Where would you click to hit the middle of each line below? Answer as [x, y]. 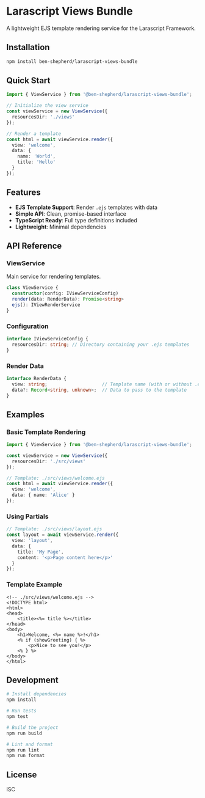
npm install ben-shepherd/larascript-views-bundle [72, 61]
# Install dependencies [37, 694]
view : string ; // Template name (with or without [102, 384]
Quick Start [28, 81]
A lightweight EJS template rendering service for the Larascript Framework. [101, 28]
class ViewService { [33, 288]
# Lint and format [30, 744]
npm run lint [23, 750]
